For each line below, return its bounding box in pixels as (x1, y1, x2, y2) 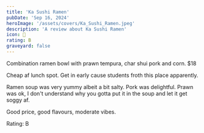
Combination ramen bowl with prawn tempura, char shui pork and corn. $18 (6, 59, 197, 67)
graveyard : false (6, 43, 51, 49)
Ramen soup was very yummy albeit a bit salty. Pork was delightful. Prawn (6, 83, 194, 90)
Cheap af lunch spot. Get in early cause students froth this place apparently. (6, 71, 199, 79)
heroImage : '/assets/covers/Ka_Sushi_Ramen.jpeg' (6, 20, 136, 26)
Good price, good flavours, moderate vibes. (6, 108, 116, 115)
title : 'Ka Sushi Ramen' (6, 9, 70, 15)
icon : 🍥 (6, 32, 26, 38)
